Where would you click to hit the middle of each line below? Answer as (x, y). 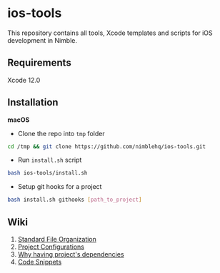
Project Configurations (51, 247)
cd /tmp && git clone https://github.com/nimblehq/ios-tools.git (106, 146)
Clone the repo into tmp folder (61, 133)
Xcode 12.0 (24, 80)
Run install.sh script (50, 160)
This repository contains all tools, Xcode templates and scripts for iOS (110, 33)
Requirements (39, 63)
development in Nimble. (42, 40)
